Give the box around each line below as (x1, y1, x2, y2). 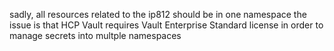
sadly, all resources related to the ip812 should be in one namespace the (9, 9, 307, 20)
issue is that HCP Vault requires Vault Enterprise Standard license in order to (9, 19, 324, 31)
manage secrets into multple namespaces (9, 30, 182, 41)
